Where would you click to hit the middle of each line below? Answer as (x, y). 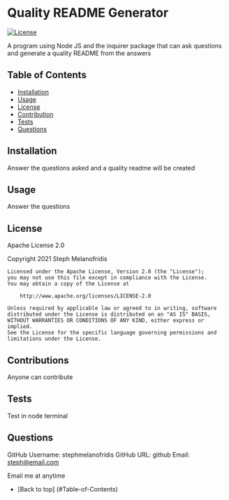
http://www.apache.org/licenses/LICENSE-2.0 (86, 296)
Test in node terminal (38, 416)
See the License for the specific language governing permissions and (112, 333)
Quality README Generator (88, 13)
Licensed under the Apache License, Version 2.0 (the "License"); (106, 272)
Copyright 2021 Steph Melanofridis (57, 259)
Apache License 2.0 (36, 245)
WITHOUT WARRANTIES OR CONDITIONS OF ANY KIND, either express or (106, 321)
